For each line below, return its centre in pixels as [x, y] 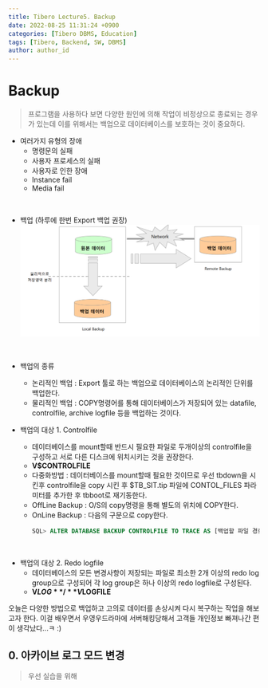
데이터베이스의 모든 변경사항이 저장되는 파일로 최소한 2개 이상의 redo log [145, 572]
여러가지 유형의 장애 [51, 141]
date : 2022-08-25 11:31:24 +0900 [64, 25]
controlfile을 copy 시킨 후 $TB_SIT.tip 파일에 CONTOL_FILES [144, 485]
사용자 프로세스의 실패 [66, 161]
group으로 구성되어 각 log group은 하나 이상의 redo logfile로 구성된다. [142, 583]
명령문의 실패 [52, 151]
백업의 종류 [37, 366]
